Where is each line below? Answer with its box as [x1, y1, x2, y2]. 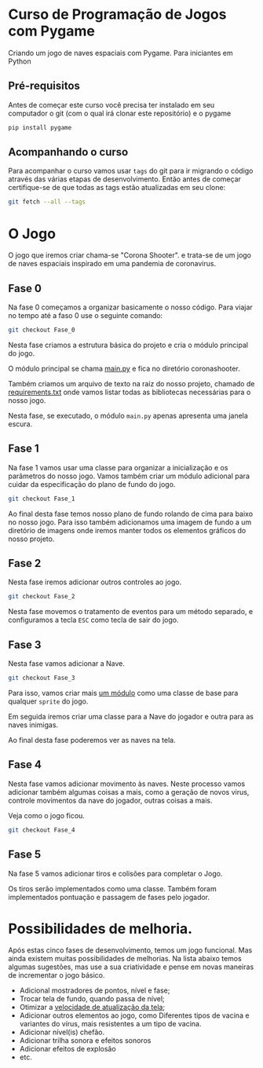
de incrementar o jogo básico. [8, 971, 105, 980]
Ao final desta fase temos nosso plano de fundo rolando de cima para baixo [8, 509, 254, 518]
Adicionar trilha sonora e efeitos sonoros [19, 1036, 152, 1045]
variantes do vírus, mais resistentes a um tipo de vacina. [19, 1019, 202, 1029]
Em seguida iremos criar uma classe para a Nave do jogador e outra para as [8, 712, 254, 721]
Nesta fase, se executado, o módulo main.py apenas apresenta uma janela [8, 411, 249, 420]
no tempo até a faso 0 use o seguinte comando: [8, 311, 163, 320]
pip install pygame [8, 123, 72, 131]
